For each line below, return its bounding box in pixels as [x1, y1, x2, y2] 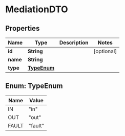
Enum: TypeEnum [5, 82, 63, 90]
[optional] [93, 48, 117, 55]
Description [59, 39, 89, 46]
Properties [5, 24, 40, 33]
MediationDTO [5, 4, 68, 15]
